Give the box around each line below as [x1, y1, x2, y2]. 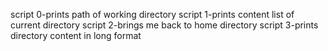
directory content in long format [10, 30, 142, 41]
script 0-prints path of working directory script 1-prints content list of [10, 9, 295, 20]
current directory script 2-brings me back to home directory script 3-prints [10, 19, 319, 31]
